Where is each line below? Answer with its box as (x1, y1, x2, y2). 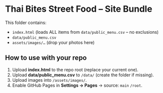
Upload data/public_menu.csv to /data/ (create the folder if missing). (12, 72, 154, 78)
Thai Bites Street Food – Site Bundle (5, 3, 153, 15)
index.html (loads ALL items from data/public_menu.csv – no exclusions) (12, 29, 159, 35)
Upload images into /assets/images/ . (12, 77, 87, 83)
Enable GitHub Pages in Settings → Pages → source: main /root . (12, 82, 143, 88)
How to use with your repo (5, 54, 87, 62)
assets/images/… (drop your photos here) (12, 39, 95, 45)
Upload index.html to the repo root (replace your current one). (12, 67, 139, 72)
